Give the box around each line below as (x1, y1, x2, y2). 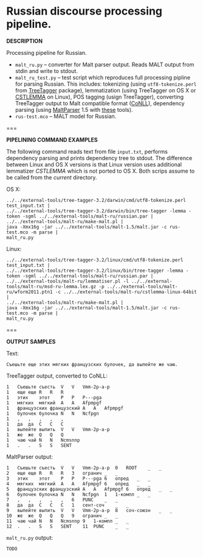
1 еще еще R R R (6, 389, 64, 395)
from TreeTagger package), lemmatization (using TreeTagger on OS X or (15, 86, 196, 94)
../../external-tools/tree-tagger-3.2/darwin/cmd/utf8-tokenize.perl (6, 197, 187, 203)
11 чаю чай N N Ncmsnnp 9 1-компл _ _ (6, 518, 129, 524)
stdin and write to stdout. (15, 67, 78, 74)
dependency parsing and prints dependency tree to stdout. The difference (6, 154, 193, 162)
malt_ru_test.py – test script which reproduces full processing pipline (15, 74, 190, 81)
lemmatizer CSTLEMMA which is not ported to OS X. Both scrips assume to (6, 167, 195, 175)
